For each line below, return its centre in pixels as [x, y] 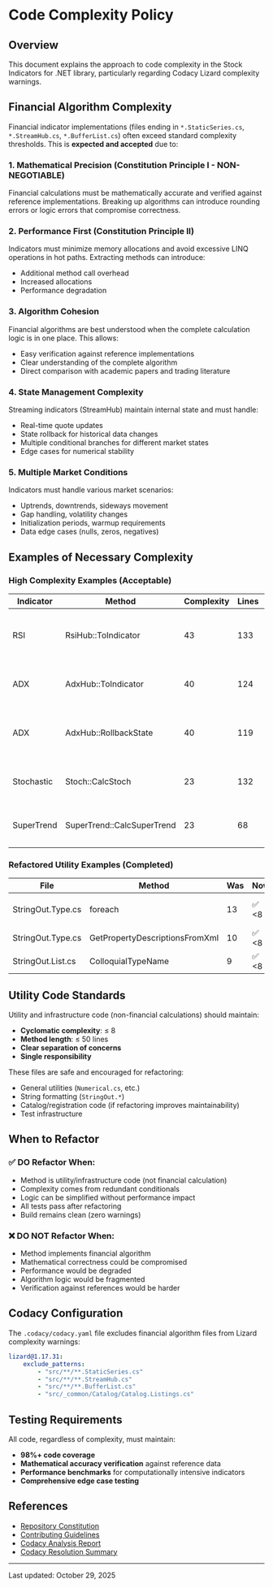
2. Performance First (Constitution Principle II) [102, 231]
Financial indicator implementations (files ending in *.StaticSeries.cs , [127, 127]
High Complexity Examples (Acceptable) [90, 580]
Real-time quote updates [61, 425]
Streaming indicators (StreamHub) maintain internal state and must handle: [133, 409]
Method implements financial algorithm [86, 1253]
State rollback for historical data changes [89, 434]
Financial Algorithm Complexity [90, 107]
